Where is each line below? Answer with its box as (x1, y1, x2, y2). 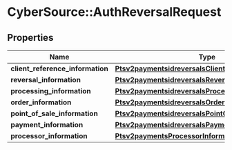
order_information (10, 97, 72, 107)
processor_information (10, 131, 88, 140)
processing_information (10, 86, 91, 95)
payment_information (10, 120, 84, 129)
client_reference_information (10, 64, 108, 73)
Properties (7, 32, 54, 44)
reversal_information (10, 75, 81, 84)
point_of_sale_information (10, 109, 98, 118)
